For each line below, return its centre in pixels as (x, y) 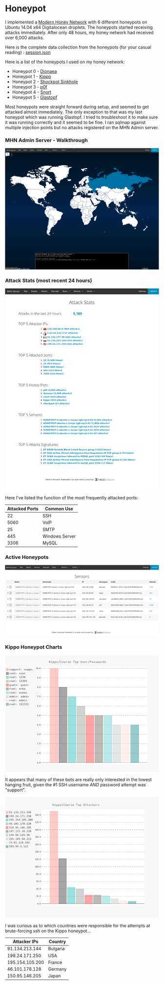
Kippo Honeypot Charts (34, 647)
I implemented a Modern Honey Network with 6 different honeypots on (76, 22)
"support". (15, 790)
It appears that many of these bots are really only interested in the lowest (79, 779)
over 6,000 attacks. (25, 38)
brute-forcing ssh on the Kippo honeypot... (48, 931)
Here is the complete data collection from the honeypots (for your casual (78, 47)
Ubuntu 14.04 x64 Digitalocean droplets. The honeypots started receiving (79, 27)
